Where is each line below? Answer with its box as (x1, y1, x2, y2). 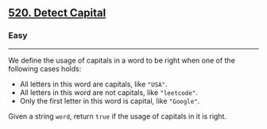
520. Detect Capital (8, 6, 106, 20)
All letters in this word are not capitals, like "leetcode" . (19, 87, 199, 97)
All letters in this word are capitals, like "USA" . (19, 79, 168, 89)
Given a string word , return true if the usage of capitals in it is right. (8, 111, 227, 121)
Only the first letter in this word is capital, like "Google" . (19, 96, 200, 105)
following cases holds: (8, 63, 82, 74)
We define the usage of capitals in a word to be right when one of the (8, 55, 236, 65)
